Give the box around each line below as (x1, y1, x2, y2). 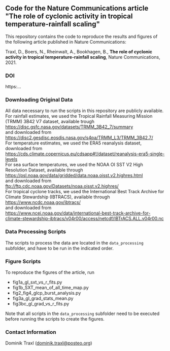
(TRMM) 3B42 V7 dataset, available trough (5, 119, 95, 125)
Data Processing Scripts (5, 228, 66, 235)
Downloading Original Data (5, 96, 73, 103)
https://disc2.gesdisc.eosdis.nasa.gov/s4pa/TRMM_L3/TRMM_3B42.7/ (5, 134, 153, 141)
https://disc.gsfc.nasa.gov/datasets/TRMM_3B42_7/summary (5, 124, 133, 130)
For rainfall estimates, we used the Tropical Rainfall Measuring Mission (5, 113, 153, 119)
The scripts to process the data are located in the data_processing (5, 239, 144, 245)
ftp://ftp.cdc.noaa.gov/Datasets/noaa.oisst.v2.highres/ (5, 183, 119, 189)
